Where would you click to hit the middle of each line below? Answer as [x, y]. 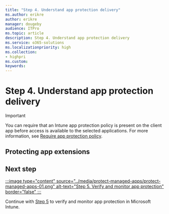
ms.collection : [21, 52]
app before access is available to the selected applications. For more [77, 131]
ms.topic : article [24, 33]
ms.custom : [17, 61]
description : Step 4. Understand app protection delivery [67, 38]
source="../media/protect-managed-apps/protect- [108, 181]
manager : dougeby [23, 24]
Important [15, 116]
